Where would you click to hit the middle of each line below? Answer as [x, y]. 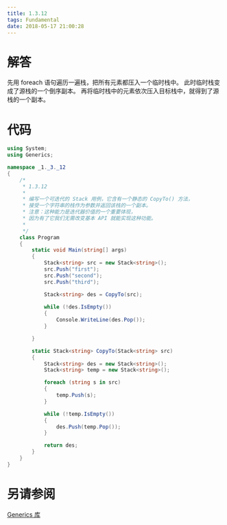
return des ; [61, 445]
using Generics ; [30, 155]
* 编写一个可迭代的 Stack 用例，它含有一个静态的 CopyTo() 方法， [108, 199]
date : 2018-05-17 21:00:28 [46, 26]
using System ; [27, 149]
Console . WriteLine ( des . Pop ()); [101, 320]
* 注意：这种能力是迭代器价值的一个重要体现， [79, 212]
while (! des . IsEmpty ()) [77, 307]
